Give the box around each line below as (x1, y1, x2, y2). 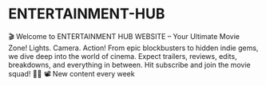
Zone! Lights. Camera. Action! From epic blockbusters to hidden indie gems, (8, 43, 259, 53)
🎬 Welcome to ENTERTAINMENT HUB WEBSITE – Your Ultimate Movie (8, 31, 240, 41)
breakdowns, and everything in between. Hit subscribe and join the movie (8, 60, 251, 69)
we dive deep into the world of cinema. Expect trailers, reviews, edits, (8, 51, 237, 61)
